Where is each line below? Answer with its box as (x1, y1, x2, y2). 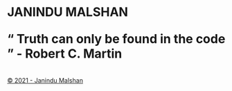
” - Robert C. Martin (7, 46, 123, 62)
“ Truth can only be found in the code (7, 31, 226, 47)
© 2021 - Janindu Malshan (7, 76, 83, 84)
